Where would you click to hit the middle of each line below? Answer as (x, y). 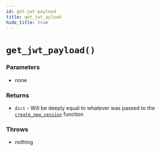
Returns (18, 95)
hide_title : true (27, 22)
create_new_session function (49, 114)
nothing (24, 142)
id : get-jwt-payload (31, 11)
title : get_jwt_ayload (34, 17)
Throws (17, 129)
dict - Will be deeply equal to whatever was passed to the (85, 108)
